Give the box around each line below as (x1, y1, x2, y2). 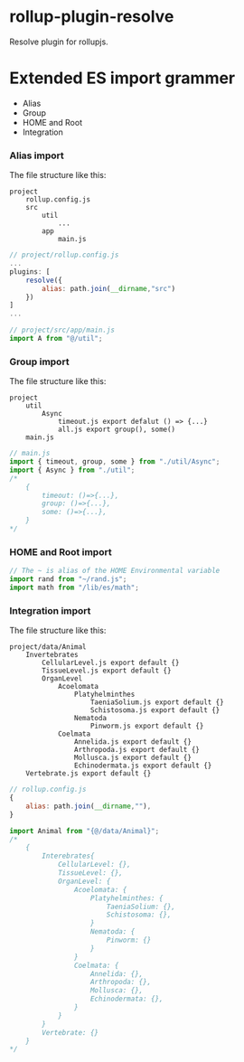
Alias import (9, 149, 65, 162)
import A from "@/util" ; (9, 334, 103, 343)
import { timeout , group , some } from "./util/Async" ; (9, 457, 221, 466)
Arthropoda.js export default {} (73, 746, 201, 755)
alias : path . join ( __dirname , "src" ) (42, 284, 176, 293)
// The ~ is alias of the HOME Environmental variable (9, 567, 221, 576)
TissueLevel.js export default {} (42, 666, 172, 675)
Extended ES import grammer (9, 68, 236, 89)
